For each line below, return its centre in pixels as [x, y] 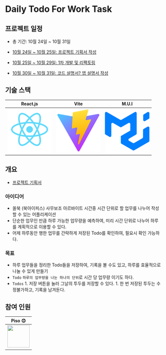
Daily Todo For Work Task [59, 9]
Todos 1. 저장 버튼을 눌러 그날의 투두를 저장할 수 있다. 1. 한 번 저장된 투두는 [84, 284]
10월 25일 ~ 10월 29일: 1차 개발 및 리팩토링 [54, 62]
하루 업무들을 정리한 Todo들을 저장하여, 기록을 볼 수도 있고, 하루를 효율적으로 [86, 265]
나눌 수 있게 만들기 [30, 271]
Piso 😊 [19, 320]
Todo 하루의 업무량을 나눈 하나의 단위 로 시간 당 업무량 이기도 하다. [73, 277]
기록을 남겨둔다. [50, 290]
